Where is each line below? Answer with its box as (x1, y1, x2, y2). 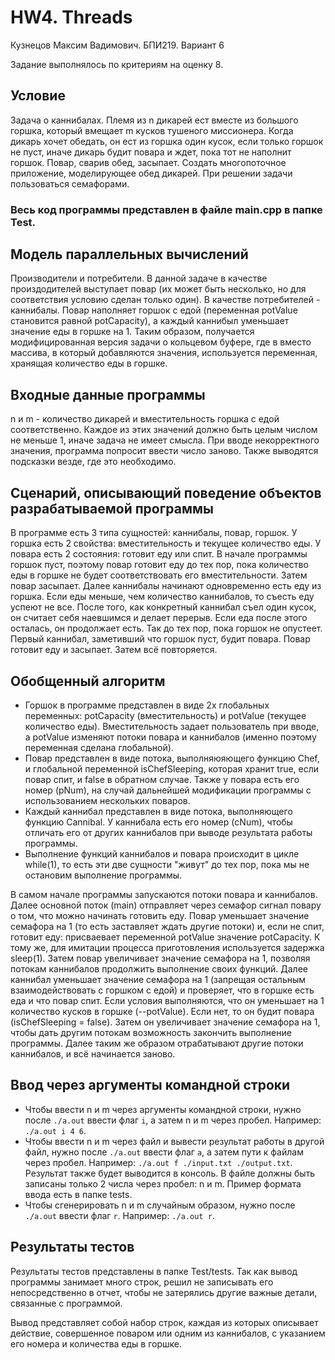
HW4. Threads (10, 6, 133, 29)
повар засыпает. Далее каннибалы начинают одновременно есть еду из (10, 580, 322, 592)
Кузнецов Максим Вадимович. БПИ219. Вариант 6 (10, 39, 225, 51)
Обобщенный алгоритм (10, 672, 166, 690)
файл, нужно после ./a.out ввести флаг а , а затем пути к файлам (24, 1146, 304, 1158)
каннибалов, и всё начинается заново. (10, 1047, 176, 1060)
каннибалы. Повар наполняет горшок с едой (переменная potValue (10, 304, 298, 316)
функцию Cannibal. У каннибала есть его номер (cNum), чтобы (24, 816, 293, 828)
